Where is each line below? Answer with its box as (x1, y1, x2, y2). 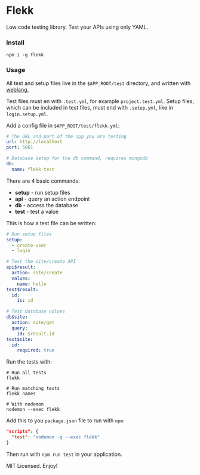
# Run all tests (6, 370, 47, 376)
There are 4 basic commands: (6, 177, 80, 184)
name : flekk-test (11, 166, 55, 173)
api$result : (6, 264, 36, 270)
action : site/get (11, 320, 55, 326)
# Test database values (6, 308, 66, 314)
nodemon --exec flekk (6, 407, 60, 413)
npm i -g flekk (6, 52, 44, 58)
